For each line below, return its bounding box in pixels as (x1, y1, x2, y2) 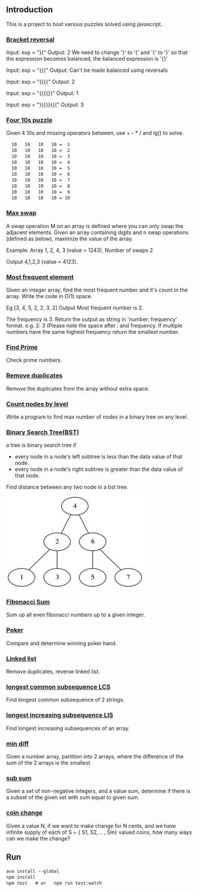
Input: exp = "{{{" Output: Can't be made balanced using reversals (6, 67, 168, 74)
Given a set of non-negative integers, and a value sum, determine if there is (6, 787, 191, 795)
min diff (6, 739, 29, 748)
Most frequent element (6, 273, 74, 281)
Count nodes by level (6, 400, 68, 408)
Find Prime (6, 343, 38, 351)
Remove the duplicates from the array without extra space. (6, 385, 150, 392)
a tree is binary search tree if (6, 442, 77, 449)
